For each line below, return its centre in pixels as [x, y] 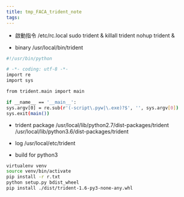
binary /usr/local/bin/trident [49, 47]
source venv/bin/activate [38, 171]
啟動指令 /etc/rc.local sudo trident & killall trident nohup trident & [95, 35]
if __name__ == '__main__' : [41, 102]
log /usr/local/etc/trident [45, 143]
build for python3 [36, 155]
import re [19, 75]
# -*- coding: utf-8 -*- [37, 69]
